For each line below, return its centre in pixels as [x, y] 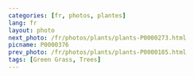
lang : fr [23, 23]
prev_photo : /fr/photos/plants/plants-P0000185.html [97, 52]
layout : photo [32, 30]
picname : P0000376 [39, 45]
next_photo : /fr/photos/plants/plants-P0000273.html [97, 38]
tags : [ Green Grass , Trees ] [55, 60]
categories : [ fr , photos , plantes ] [67, 15]
